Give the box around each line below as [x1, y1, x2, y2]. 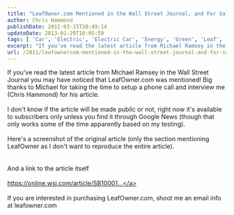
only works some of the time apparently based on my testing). [7, 120, 186, 128]
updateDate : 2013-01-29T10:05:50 [7, 29, 104, 37]
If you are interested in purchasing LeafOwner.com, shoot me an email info [7, 193, 221, 202]
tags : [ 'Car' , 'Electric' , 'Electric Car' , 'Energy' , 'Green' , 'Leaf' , [7, 36, 223, 43]
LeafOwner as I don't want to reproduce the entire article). [7, 142, 175, 150]
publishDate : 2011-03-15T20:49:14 [7, 23, 108, 30]
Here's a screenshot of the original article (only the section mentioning [7, 134, 210, 143]
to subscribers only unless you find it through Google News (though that [7, 112, 214, 120]
